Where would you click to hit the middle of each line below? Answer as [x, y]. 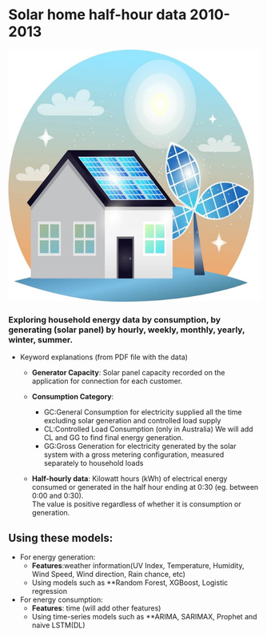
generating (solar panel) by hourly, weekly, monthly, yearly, [127, 330]
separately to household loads [94, 463]
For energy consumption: [61, 600]
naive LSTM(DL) [58, 625]
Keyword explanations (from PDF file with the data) [104, 357]
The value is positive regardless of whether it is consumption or [136, 504]
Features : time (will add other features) [96, 608]
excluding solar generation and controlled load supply [132, 421]
